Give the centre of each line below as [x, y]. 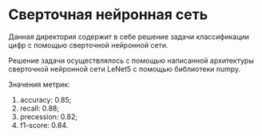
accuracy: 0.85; [46, 99]
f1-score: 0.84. [44, 125]
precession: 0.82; [49, 116]
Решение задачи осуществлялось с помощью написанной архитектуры [131, 60]
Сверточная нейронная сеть [108, 15]
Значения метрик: [39, 84]
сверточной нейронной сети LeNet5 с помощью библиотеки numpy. [125, 68]
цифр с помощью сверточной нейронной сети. [88, 45]
